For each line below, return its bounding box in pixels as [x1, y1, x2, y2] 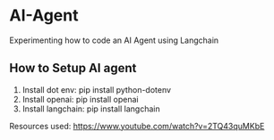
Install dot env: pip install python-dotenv [21, 84, 172, 95]
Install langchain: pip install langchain [21, 103, 160, 114]
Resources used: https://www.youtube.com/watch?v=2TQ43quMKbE [9, 120, 265, 131]
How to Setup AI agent [9, 61, 137, 76]
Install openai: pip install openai [21, 94, 139, 104]
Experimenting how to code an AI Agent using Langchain [9, 35, 219, 45]
